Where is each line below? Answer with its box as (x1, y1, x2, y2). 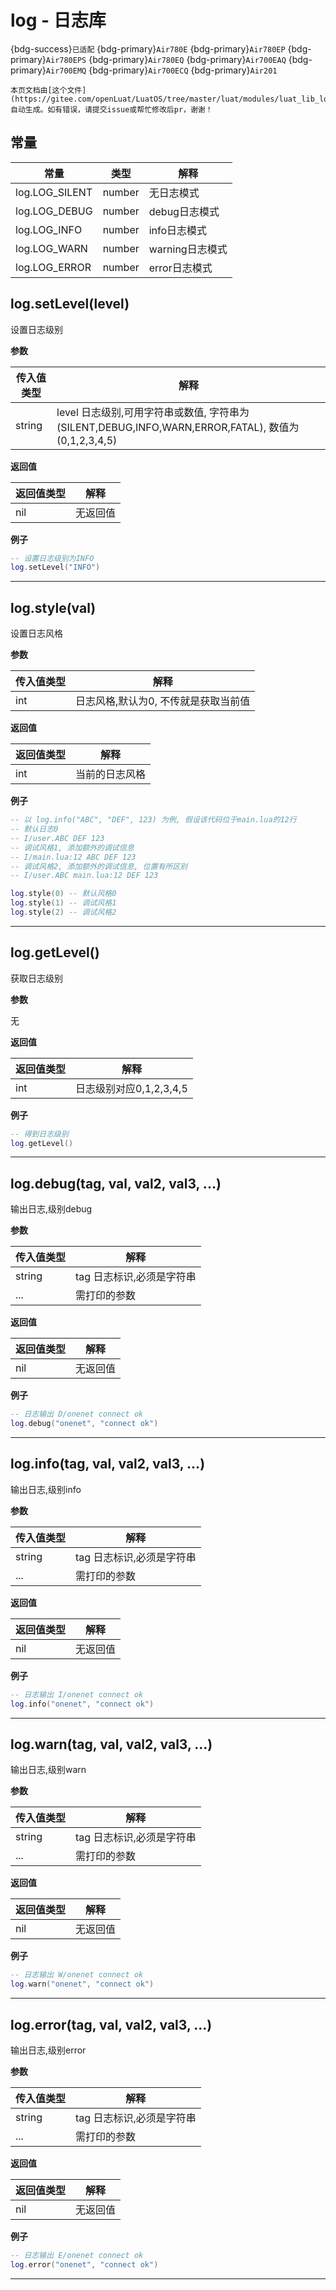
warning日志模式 (148, 242, 228, 256)
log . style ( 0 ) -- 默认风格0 (10, 889, 117, 899)
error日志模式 (148, 261, 213, 275)
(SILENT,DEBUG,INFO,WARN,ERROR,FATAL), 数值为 (56, 420, 300, 434)
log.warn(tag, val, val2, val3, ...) (10, 1736, 213, 1753)
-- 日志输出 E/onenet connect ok (10, 2250, 144, 2260)
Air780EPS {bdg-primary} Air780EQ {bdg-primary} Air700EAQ (45, 53, 287, 65)
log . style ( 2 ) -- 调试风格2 (10, 907, 117, 917)
